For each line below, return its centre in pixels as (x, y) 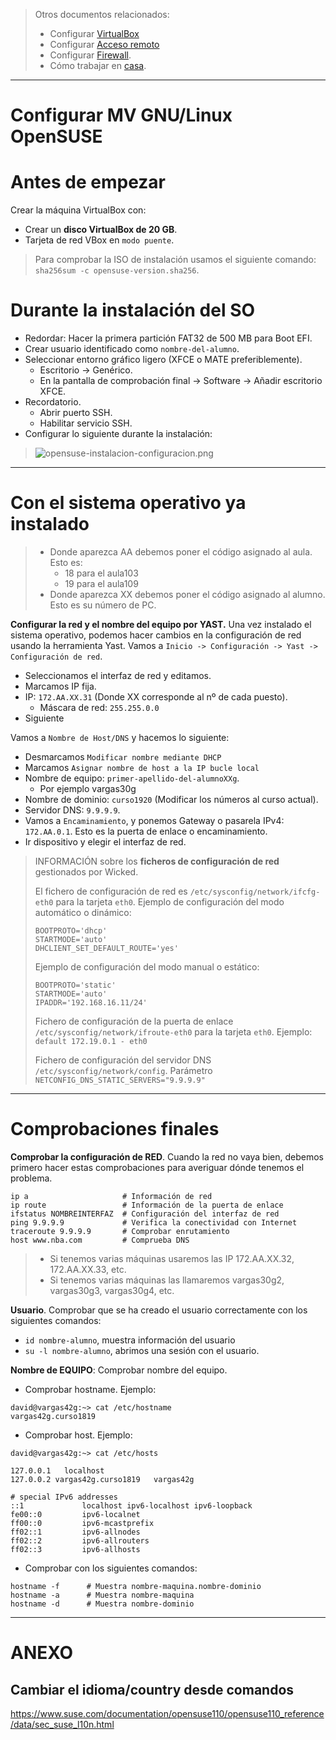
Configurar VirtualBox (94, 33)
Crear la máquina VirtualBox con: (78, 210)
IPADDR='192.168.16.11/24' (91, 1003)
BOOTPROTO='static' (75, 985)
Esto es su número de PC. (103, 605)
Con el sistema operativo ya (128, 503)
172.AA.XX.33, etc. (88, 1269)
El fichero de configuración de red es (111, 891)
